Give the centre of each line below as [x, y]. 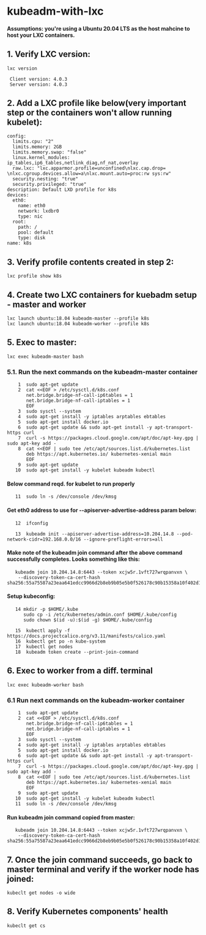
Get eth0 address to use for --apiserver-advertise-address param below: [102, 510]
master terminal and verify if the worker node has [103, 869]
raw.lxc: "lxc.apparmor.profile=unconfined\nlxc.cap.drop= [89, 168]
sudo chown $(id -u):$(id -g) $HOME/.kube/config [87, 620]
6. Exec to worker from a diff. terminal [80, 671]
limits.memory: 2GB [37, 147]
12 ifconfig [31, 523]
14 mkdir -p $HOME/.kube [47, 609]
